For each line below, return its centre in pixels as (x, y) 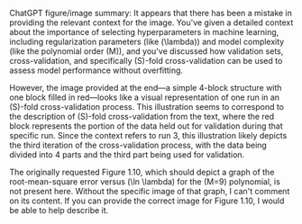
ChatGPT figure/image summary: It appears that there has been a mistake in (151, 13)
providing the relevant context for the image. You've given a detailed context (151, 22)
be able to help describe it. (59, 210)
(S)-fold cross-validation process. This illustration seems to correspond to (147, 107)
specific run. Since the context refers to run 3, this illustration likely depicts (148, 135)
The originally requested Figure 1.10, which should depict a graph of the (142, 172)
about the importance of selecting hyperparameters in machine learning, (144, 32)
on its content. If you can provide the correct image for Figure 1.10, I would (147, 201)
